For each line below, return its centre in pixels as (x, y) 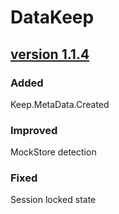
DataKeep (52, 17)
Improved (34, 130)
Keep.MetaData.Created (60, 104)
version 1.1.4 (50, 54)
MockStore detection (53, 152)
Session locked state (53, 200)
